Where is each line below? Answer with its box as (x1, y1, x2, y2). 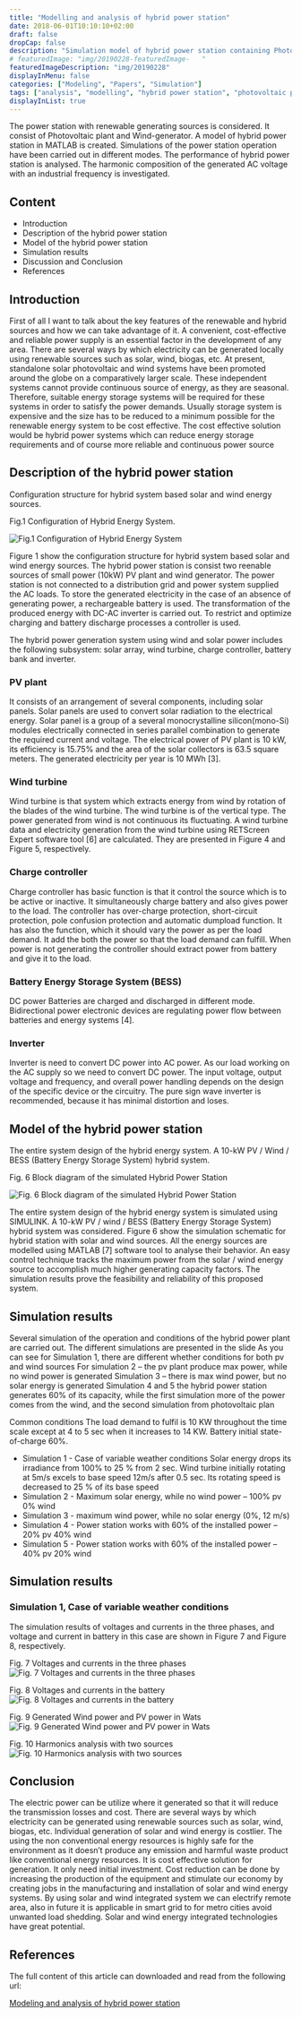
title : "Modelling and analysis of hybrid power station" (9, 13, 230, 22)
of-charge (9, 1435, 47, 1446)
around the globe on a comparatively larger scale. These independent (9, 373, 267, 383)
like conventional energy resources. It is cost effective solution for (9, 1855, 253, 1866)
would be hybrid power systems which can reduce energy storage (9, 430, 254, 440)
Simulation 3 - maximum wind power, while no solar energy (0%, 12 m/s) (21, 1510, 290, 1521)
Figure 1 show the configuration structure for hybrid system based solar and (9, 550, 290, 561)
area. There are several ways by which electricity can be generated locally (9, 344, 284, 355)
